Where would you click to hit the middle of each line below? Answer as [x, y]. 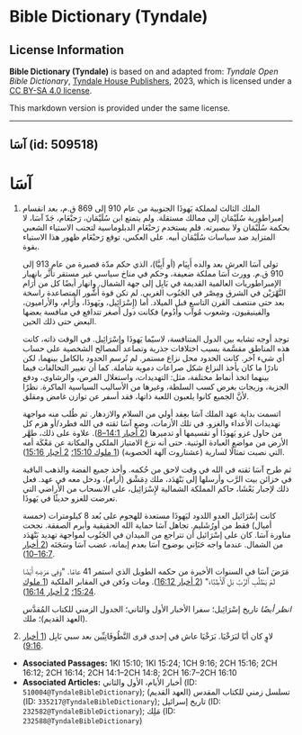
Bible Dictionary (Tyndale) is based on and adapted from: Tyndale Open [144, 71]
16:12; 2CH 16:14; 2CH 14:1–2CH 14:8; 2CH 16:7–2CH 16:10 [129, 673]
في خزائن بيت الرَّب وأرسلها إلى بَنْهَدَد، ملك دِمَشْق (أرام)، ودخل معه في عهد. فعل [157, 479]
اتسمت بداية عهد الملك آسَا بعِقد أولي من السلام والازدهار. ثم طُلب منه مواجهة [151, 414]
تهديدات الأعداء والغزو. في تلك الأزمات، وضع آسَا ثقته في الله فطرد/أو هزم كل [151, 423]
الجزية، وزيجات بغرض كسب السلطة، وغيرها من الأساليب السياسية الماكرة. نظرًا [155, 387]
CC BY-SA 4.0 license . [51, 91]
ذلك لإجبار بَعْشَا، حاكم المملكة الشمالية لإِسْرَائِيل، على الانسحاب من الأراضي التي [155, 489]
